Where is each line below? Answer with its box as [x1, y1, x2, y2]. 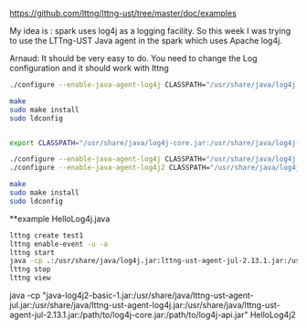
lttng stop [9, 265, 51, 274]
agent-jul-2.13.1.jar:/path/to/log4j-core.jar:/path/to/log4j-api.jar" [9, 310, 249, 320]
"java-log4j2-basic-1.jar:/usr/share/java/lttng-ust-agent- [42, 290, 254, 301]
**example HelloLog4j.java [9, 213, 111, 224]
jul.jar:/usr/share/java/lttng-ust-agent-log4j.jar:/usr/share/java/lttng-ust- [9, 300, 281, 310]
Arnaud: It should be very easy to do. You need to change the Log [9, 53, 258, 63]
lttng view [9, 273, 51, 282]
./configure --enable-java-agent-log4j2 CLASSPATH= [9, 164, 210, 173]
